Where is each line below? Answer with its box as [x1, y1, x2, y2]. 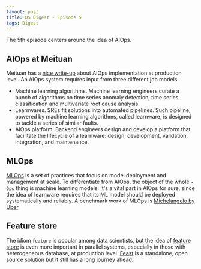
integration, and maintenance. [14, 138, 89, 146]
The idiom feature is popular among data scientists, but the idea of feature [6, 237, 191, 244]
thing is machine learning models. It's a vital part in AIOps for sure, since [16, 185, 195, 192]
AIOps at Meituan [6, 53, 73, 64]
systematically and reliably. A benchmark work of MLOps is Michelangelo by [6, 197, 195, 204]
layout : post [6, 8, 39, 15]
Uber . [6, 204, 20, 210]
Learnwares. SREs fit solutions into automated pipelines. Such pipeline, [14, 107, 191, 114]
